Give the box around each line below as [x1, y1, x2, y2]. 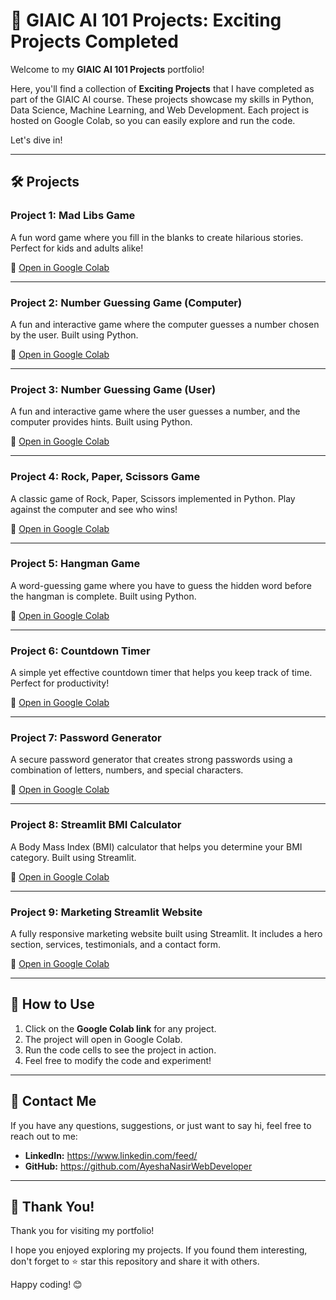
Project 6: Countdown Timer [10, 644, 151, 658]
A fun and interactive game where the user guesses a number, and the [10, 405, 301, 418]
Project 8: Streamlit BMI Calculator [10, 818, 182, 832]
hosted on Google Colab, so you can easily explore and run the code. [10, 114, 296, 126]
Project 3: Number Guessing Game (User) [10, 382, 217, 396]
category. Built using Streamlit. [10, 851, 137, 863]
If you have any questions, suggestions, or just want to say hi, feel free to [10, 1119, 312, 1131]
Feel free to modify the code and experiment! [24, 1054, 212, 1066]
